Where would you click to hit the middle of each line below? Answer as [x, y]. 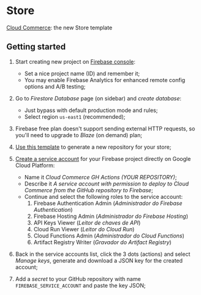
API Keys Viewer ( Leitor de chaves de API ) [87, 222]
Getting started [36, 47]
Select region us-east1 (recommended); [75, 116]
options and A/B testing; [55, 86]
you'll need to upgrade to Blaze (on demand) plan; [79, 135]
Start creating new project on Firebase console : [75, 61]
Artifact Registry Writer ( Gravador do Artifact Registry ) [102, 242]
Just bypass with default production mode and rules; [91, 110]
